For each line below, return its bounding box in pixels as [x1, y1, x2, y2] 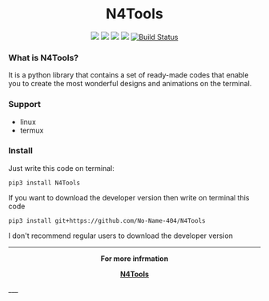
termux [19, 125, 44, 135]
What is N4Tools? [8, 52, 78, 63]
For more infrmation [100, 253, 169, 263]
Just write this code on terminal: [8, 163, 114, 172]
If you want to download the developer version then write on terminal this [8, 192, 250, 202]
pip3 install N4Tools [8, 179, 81, 187]
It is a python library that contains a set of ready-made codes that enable [8, 70, 249, 80]
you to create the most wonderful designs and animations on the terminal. [8, 79, 252, 89]
